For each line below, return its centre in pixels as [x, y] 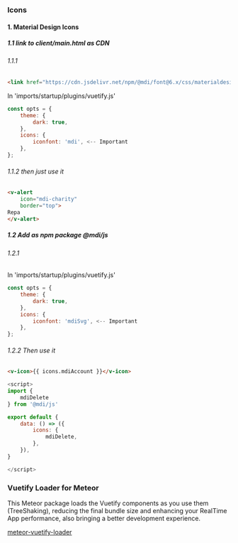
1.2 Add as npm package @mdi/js [58, 235]
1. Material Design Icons [43, 27]
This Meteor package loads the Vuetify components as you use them [108, 503]
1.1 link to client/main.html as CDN [58, 43]
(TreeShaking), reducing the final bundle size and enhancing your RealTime [118, 511]
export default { [33, 417]
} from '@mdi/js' [33, 404]
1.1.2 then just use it [36, 171]
